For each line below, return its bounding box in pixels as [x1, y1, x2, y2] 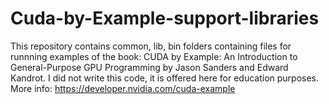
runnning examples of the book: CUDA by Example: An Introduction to [10, 50, 298, 62]
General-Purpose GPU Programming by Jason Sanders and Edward [10, 61, 289, 73]
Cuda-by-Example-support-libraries [10, 7, 320, 30]
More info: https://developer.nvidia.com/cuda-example [10, 82, 236, 94]
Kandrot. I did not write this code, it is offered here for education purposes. [10, 72, 320, 84]
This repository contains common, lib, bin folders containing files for [10, 40, 292, 52]
